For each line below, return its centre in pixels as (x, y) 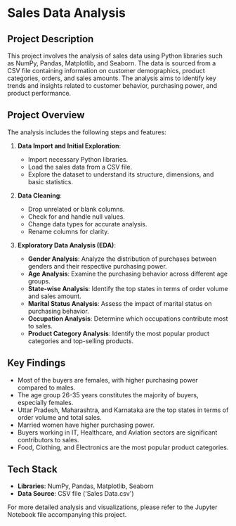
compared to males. (46, 387)
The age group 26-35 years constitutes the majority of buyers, (108, 394)
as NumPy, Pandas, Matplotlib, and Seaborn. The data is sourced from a (112, 63)
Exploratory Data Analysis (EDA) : (66, 245)
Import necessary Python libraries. (78, 159)
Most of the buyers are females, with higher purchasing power (107, 380)
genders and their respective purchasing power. (97, 266)
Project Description (51, 39)
